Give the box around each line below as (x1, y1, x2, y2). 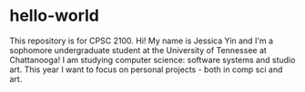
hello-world (9, 5, 100, 26)
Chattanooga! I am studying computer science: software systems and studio (9, 54, 296, 65)
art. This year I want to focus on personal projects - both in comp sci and (9, 64, 283, 75)
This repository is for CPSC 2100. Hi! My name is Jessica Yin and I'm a (9, 35, 274, 46)
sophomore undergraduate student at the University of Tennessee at (9, 44, 267, 55)
